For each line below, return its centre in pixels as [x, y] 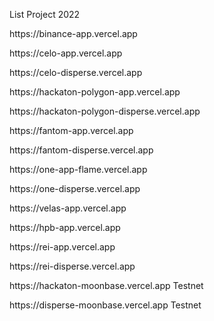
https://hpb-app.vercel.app [65, 227]
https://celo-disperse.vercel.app [76, 72]
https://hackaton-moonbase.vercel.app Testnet [106, 285]
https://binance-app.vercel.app [73, 33]
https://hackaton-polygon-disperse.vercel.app [105, 111]
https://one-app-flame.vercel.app [78, 169]
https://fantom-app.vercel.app [71, 130]
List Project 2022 [45, 14]
